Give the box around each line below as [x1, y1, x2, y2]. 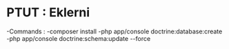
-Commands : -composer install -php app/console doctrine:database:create [6, 27, 223, 35]
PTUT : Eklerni [6, 5, 90, 20]
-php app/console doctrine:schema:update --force [6, 34, 151, 42]
